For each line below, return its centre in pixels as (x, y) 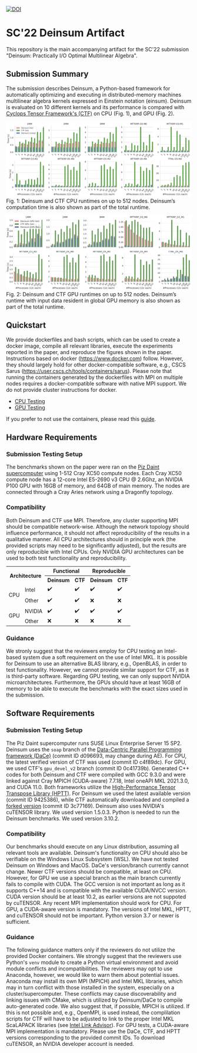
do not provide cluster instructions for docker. (62, 390)
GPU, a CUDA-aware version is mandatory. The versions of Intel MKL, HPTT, (98, 909)
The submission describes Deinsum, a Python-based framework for (88, 88)
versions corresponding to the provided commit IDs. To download (86, 1038)
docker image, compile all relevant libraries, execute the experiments (90, 346)
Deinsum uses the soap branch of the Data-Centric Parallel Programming (94, 749)
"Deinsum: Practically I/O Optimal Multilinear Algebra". (72, 55)
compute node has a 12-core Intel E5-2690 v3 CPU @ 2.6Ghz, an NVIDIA (95, 480)
